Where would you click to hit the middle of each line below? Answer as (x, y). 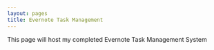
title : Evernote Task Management (55, 20)
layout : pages (28, 13)
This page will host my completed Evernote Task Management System (107, 39)
